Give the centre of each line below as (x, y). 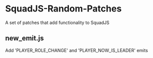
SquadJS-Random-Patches (63, 9)
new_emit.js (25, 38)
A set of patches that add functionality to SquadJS (57, 22)
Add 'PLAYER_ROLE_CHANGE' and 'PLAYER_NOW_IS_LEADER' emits (76, 50)
